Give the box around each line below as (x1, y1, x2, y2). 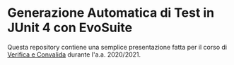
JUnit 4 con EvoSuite (7, 20, 133, 36)
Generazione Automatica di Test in (7, 5, 215, 21)
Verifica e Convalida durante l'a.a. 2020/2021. (7, 50, 141, 59)
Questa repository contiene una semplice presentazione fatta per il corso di (7, 43, 228, 51)
